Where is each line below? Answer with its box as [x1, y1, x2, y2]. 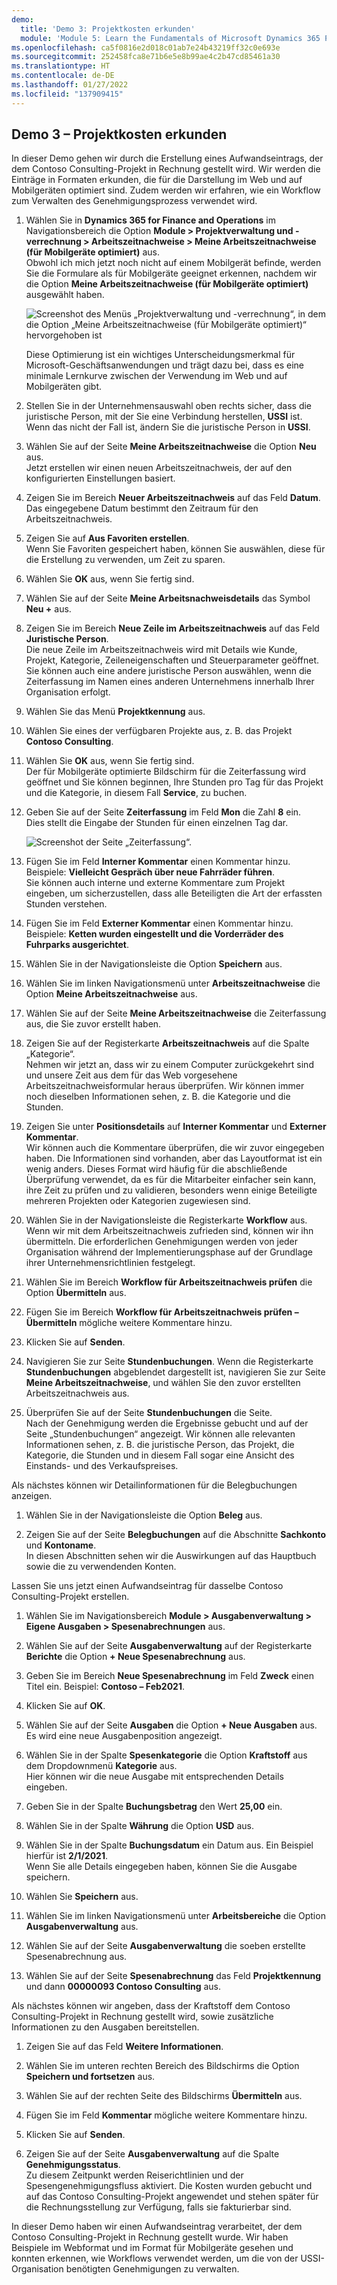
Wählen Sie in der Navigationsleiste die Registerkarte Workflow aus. [25, 1214, 308, 1226]
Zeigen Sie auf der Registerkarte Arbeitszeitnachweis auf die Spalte [25, 1037, 310, 1050]
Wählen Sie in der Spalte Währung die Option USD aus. [25, 1820, 254, 1832]
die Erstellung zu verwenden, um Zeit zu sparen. [25, 554, 226, 566]
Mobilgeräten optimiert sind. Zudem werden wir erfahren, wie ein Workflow [11, 184, 321, 196]
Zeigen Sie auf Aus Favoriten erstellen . [25, 532, 190, 545]
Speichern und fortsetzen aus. [25, 2071, 156, 2083]
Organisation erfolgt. [25, 686, 111, 698]
